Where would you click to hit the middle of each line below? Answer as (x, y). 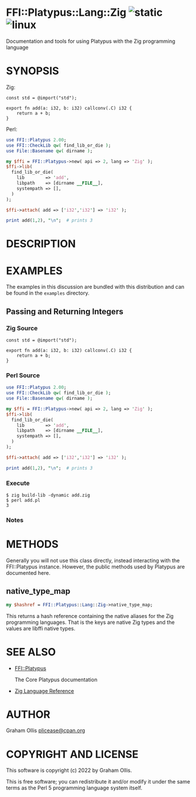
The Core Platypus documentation (56, 679)
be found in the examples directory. (48, 293)
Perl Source (23, 375)
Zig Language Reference (44, 691)
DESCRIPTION (41, 244)
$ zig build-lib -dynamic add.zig (48, 495)
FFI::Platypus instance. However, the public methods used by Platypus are (96, 567)
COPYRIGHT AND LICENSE (72, 754)
